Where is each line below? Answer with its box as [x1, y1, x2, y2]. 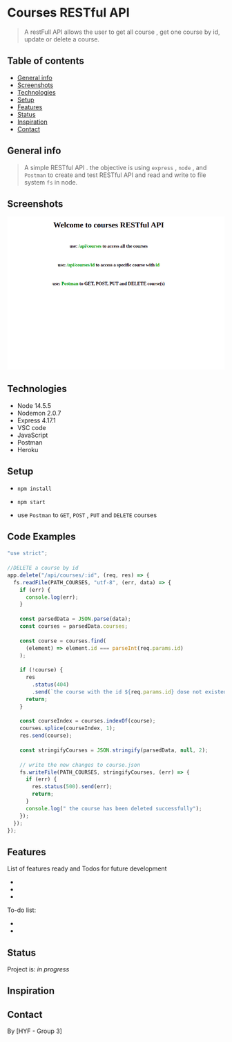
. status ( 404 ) [32, 681, 70, 689]
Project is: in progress [7, 965, 70, 974]
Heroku [17, 445, 39, 454]
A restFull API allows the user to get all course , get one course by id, [23, 28, 220, 36]
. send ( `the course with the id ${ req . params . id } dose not [32, 688, 202, 696]
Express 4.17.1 [17, 416, 57, 425]
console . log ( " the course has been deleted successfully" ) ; [25, 805, 202, 812]
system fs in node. [23, 178, 78, 186]
